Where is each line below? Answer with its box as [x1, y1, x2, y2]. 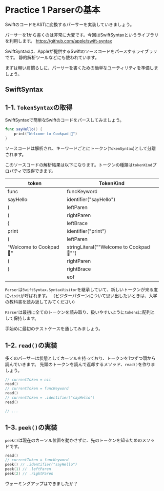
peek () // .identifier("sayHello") [5, 462, 78, 467]
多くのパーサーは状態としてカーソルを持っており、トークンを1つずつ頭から [5, 355, 156, 361]
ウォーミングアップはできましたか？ [5, 480, 78, 486]
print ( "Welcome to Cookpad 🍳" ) [14, 131, 78, 137]
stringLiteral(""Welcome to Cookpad [66, 244, 150, 250]
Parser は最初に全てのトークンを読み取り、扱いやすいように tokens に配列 [5, 309, 151, 315]
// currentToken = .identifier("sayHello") [5, 395, 95, 400]
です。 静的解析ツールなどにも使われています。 [5, 54, 100, 60]
